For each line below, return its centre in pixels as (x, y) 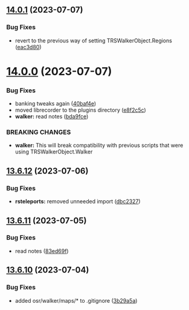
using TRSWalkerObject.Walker (54, 152)
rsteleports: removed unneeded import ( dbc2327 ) (78, 201)
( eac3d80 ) (28, 47)
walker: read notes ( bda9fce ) (52, 116)
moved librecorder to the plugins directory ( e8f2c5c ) (80, 110)
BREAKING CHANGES (39, 132)
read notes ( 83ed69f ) (42, 251)
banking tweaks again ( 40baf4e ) (56, 104)
